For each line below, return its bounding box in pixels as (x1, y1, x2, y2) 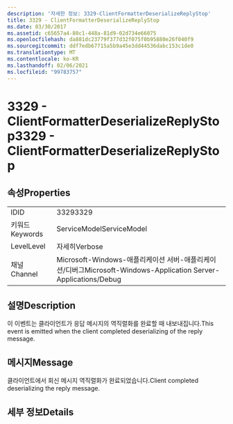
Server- (193, 265, 220, 275)
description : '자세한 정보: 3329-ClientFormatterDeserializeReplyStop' (7, 10, 212, 17)
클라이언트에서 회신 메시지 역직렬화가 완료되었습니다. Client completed (7, 377, 199, 385)
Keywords (10, 229, 44, 239)
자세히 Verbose (56, 242, 103, 251)
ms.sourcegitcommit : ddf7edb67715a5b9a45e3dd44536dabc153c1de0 (7, 42, 194, 49)
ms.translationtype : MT (7, 49, 76, 56)
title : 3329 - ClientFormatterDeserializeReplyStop (7, 17, 159, 24)
